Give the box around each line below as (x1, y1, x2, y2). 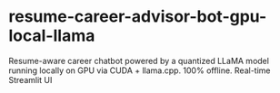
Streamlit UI (8, 74, 53, 85)
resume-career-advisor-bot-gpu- (8, 6, 267, 27)
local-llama (8, 25, 95, 46)
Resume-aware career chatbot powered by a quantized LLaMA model (8, 55, 270, 66)
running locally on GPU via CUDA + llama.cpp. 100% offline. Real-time (8, 65, 271, 76)
